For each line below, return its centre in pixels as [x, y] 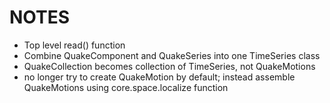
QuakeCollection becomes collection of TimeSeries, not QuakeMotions [169, 66]
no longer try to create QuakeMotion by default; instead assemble [159, 77]
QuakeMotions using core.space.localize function [126, 87]
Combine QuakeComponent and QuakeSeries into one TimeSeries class [172, 55]
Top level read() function [74, 45]
